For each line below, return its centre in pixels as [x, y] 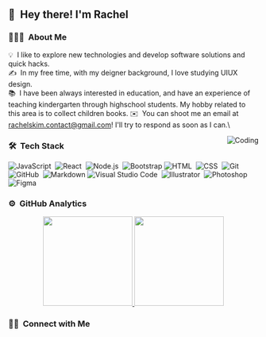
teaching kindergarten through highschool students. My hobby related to [127, 104]
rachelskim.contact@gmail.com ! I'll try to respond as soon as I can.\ [119, 125]
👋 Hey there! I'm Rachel [68, 15]
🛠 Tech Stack [37, 145]
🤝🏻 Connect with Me [49, 324]
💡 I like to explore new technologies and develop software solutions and [127, 54]
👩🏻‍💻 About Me [38, 37]
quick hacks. [29, 64]
